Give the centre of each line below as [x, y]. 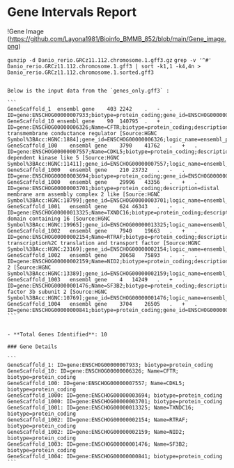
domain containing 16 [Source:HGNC [59, 219]
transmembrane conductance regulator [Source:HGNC [82, 133]
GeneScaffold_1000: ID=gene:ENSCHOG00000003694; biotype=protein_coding [115, 395]
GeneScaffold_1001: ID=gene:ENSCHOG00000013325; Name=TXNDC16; [101, 407]
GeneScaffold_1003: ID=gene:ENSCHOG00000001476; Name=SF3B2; [98, 444]
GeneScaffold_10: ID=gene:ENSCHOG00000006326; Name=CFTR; [93, 371]
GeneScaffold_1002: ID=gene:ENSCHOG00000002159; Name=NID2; [96, 432]
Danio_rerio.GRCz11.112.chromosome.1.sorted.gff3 [81, 72]
